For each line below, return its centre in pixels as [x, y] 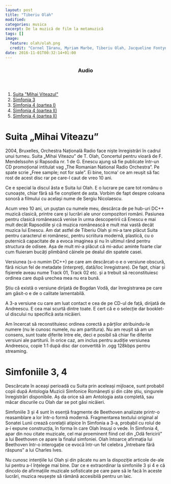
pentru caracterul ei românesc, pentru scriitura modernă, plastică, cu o [79, 236]
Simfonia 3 [24, 100]
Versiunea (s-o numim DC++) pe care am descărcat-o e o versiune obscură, [85, 262]
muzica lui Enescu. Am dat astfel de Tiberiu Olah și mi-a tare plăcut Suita [81, 230]
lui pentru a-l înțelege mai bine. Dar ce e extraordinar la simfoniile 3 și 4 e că [85, 466]
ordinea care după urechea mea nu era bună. [53, 278]
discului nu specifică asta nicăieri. [46, 314]
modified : [16, 19]
